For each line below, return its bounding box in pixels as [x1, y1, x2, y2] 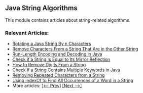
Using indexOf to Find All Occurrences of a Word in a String [12, 78, 134, 84]
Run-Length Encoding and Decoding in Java [12, 51, 103, 57]
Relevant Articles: [5, 29, 49, 36]
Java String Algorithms [5, 4, 78, 12]
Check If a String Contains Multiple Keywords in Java [12, 67, 120, 73]
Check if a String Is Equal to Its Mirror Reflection [12, 56, 110, 62]
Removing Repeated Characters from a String [12, 72, 105, 78]
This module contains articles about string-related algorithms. [5, 17, 131, 23]
